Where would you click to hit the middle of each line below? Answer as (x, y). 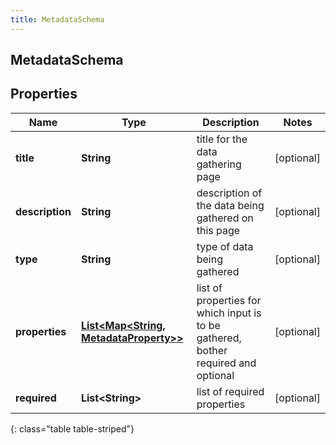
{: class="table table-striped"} (72, 428)
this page (218, 230)
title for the (222, 139)
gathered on (225, 218)
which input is (229, 313)
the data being (230, 205)
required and (226, 363)
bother (212, 350)
